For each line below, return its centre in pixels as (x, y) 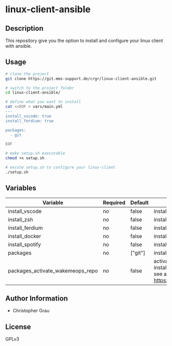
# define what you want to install (43, 102)
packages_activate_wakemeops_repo (53, 271)
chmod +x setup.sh (25, 158)
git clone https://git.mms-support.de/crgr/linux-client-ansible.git (81, 79)
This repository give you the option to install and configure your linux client (84, 40)
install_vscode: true (28, 116)
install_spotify (24, 244)
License (18, 327)
